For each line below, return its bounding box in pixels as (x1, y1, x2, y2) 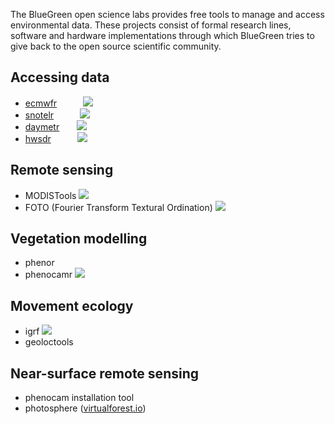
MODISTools (24, 189, 77, 201)
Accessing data (10, 69, 110, 86)
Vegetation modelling (10, 230, 148, 248)
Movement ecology (10, 297, 134, 314)
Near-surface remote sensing (10, 365, 199, 382)
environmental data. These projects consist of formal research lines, (10, 19, 292, 31)
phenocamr (24, 269, 73, 281)
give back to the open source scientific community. (10, 40, 222, 52)
